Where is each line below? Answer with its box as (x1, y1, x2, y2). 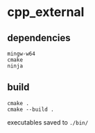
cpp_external (7, 4, 85, 20)
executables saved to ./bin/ (7, 118, 89, 126)
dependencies (7, 32, 71, 44)
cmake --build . (7, 106, 54, 113)
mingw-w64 (7, 50, 36, 57)
